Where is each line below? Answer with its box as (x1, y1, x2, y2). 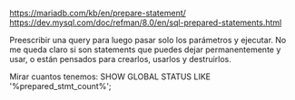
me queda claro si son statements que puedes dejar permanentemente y (9, 44, 281, 55)
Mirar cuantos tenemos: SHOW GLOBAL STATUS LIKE (9, 71, 211, 82)
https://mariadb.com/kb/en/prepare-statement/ (9, 8, 186, 18)
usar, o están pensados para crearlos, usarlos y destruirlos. (9, 54, 231, 64)
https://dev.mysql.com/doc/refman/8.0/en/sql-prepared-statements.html (9, 17, 282, 28)
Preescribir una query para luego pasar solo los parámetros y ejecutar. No (9, 35, 287, 45)
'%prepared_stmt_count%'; (9, 81, 112, 91)
